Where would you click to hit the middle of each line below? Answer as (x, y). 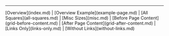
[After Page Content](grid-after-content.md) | (109, 23)
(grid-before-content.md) (31, 23)
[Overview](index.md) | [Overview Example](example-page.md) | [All (77, 13)
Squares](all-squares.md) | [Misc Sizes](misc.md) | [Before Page (72, 18)
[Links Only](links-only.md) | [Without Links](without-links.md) (70, 28)
